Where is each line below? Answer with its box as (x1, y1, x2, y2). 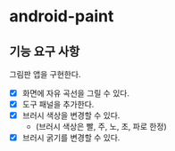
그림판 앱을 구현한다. (9, 69, 81, 79)
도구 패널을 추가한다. (21, 99, 95, 110)
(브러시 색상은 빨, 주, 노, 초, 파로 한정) (35, 122, 167, 132)
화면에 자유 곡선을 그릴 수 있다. (21, 88, 129, 99)
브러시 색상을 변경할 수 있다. (21, 110, 121, 121)
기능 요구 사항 (9, 44, 80, 59)
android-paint (9, 6, 114, 27)
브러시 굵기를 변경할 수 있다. (21, 132, 121, 143)
